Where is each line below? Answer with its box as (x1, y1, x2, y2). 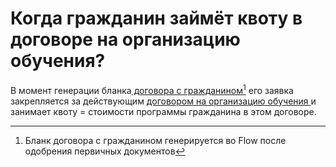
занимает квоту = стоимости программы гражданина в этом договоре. (10, 105, 317, 117)
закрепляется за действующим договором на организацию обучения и (10, 95, 317, 107)
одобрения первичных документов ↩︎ (24, 145, 186, 157)
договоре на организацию (10, 28, 241, 51)
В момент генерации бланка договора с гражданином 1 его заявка (10, 82, 294, 96)
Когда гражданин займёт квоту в (10, 7, 303, 30)
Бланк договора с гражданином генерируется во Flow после (24, 134, 287, 146)
